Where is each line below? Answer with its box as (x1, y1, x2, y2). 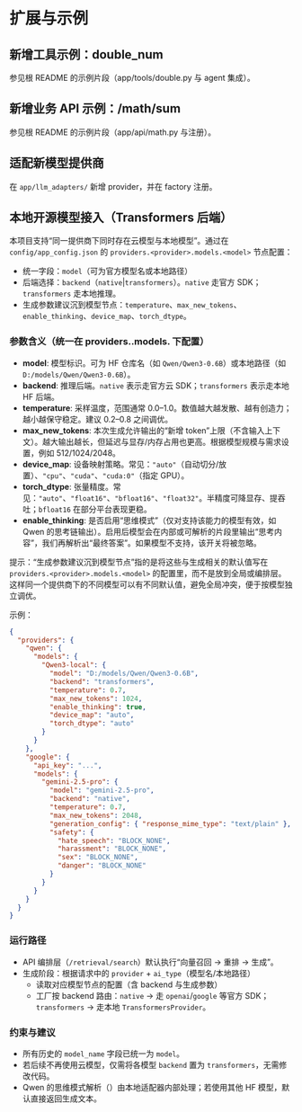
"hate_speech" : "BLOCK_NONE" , (57, 836, 171, 845)
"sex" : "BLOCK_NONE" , (57, 853, 139, 862)
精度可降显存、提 (214, 492, 279, 503)
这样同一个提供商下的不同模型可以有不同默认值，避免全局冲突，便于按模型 (9, 579, 285, 590)
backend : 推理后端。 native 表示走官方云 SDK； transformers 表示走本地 (22, 379, 289, 391)
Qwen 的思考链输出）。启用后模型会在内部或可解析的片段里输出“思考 (22, 526, 275, 537)
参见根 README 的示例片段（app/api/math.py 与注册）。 (9, 127, 217, 138)
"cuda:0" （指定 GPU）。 (102, 469, 190, 481)
